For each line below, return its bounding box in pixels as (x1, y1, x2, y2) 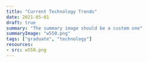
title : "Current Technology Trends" (6, 8, 97, 15)
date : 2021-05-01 (6, 14, 50, 20)
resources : (6, 42, 33, 48)
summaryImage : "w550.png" (6, 31, 70, 37)
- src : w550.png (6, 47, 47, 53)
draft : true (6, 19, 36, 25)
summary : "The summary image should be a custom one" (6, 25, 143, 31)
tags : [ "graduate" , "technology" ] (6, 36, 92, 42)
